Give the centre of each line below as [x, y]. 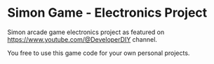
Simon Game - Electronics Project [107, 13]
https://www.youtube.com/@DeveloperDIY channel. [82, 39]
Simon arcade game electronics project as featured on [86, 32]
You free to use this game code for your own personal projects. [99, 53]
